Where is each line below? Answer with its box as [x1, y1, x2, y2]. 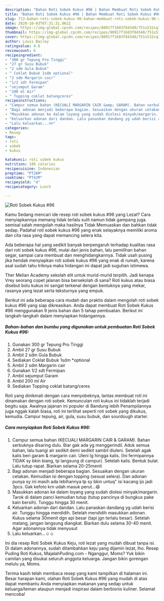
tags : [5, 135, 16, 139]
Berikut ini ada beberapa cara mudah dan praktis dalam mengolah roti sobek [5, 297, 159, 303]
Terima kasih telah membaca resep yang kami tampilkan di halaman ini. [5, 570, 148, 576]
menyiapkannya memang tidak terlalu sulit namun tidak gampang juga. [5, 216, 147, 223]
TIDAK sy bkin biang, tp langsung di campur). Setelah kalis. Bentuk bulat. [12, 458, 159, 463]
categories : [5, 125, 29, 130]
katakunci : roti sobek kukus [5, 157, 64, 162]
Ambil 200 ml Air [12, 378, 46, 384]
